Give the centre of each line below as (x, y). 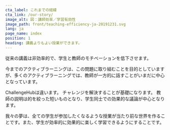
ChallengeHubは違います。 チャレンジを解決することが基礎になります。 (80, 92)
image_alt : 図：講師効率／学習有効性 (41, 19)
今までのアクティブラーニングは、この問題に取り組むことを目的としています (85, 69)
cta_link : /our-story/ (29, 15)
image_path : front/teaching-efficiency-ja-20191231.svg (65, 24)
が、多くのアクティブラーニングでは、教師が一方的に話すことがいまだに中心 (85, 75)
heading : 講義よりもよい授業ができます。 (44, 43)
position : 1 (18, 39)
